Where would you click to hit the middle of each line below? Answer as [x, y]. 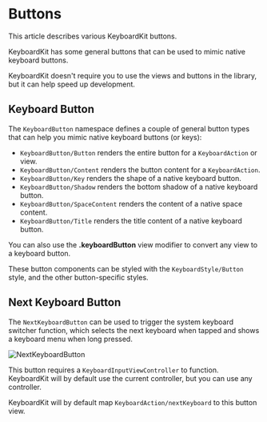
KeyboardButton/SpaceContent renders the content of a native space [131, 203]
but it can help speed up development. [72, 84]
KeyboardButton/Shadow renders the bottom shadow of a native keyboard [139, 187]
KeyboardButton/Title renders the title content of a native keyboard [131, 220]
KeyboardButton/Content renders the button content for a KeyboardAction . [140, 170]
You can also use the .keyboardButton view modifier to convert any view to [133, 244]
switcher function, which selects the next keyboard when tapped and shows [134, 330]
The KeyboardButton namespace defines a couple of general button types [129, 128]
